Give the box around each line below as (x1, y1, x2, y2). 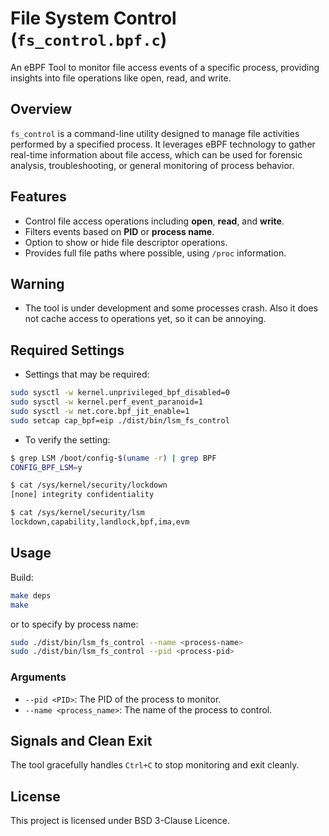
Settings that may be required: (24, 368, 150, 381)
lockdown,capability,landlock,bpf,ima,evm (10, 517, 190, 527)
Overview (10, 101, 73, 118)
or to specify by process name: (10, 618, 139, 630)
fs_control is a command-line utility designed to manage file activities (10, 127, 300, 139)
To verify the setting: (24, 433, 111, 446)
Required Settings (10, 342, 125, 359)
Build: (10, 571, 34, 583)
